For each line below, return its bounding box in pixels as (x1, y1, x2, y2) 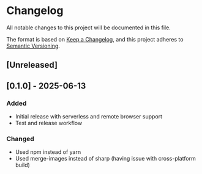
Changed (6, 134, 35, 143)
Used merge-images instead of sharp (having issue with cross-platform (15, 155, 196, 162)
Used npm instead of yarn (15, 148, 81, 156)
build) (15, 161, 31, 169)
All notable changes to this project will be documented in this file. (6, 24, 171, 31)
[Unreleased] (6, 60, 58, 70)
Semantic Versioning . (6, 42, 60, 49)
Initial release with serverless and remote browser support (15, 113, 163, 120)
